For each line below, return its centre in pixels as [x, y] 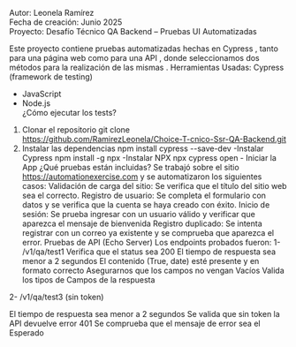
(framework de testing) [51, 77]
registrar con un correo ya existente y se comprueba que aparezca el [148, 233]
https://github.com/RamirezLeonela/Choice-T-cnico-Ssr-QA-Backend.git [154, 139]
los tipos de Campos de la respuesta [88, 280]
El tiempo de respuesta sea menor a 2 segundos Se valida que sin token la [144, 314]
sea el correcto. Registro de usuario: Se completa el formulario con [144, 195]
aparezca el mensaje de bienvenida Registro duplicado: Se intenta [142, 223]
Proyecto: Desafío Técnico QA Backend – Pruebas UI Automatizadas [133, 31]
